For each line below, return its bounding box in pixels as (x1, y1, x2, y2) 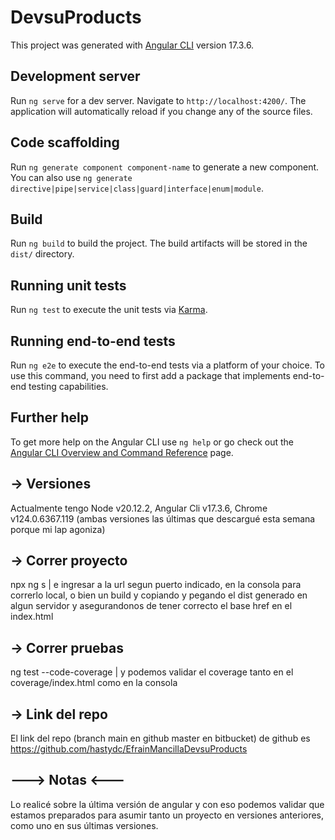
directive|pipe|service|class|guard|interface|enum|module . (10, 182, 264, 194)
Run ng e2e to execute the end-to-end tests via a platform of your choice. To (10, 359, 326, 371)
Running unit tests (10, 277, 127, 294)
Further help (10, 409, 90, 426)
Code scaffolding (10, 134, 120, 151)
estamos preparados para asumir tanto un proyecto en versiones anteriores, (10, 809, 325, 821)
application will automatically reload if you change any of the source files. (10, 105, 313, 117)
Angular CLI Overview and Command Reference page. (10, 446, 234, 458)
